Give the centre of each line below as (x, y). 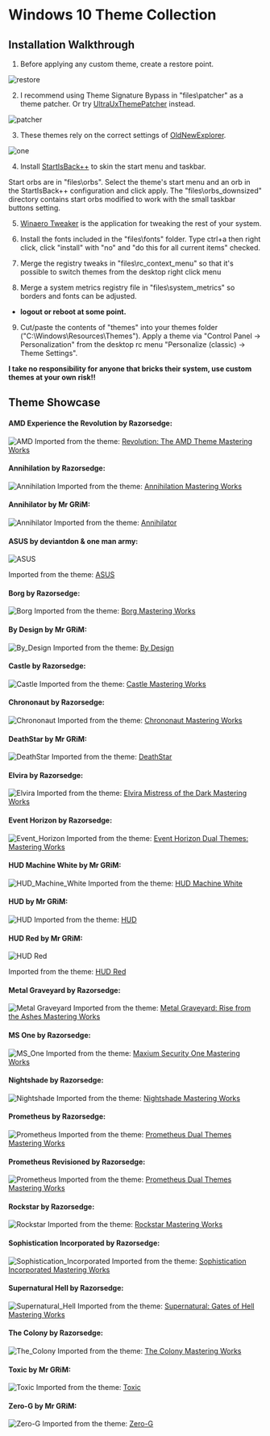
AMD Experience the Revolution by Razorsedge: (91, 423)
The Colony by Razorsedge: (56, 1333)
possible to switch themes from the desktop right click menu (120, 272)
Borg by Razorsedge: (44, 593)
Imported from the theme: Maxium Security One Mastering (143, 1053)
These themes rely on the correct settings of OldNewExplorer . (123, 135)
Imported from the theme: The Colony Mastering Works (150, 1351)
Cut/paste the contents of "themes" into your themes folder (119, 327)
